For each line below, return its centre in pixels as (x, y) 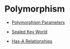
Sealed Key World (29, 32)
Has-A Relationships (32, 41)
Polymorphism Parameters (38, 22)
